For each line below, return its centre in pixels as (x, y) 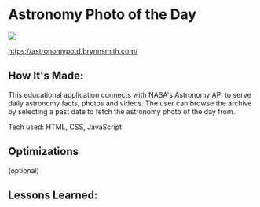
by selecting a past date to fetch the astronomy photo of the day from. (122, 111)
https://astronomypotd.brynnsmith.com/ (73, 51)
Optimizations (43, 152)
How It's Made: (46, 76)
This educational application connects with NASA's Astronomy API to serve (130, 94)
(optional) (24, 170)
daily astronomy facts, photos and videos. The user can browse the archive (130, 103)
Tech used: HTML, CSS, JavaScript (65, 127)
